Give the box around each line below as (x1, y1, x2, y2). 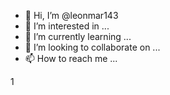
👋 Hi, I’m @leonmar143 (24, 10, 119, 21)
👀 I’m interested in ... (24, 20, 110, 32)
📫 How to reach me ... (24, 53, 118, 64)
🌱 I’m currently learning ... (24, 31, 132, 42)
